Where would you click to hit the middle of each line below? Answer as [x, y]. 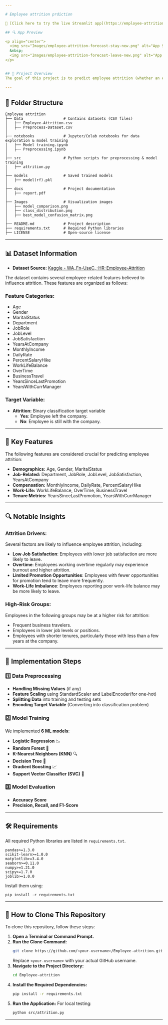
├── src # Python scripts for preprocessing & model [81, 158]
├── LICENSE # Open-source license [58, 233]
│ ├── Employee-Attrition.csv [39, 123]
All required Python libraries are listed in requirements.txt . [65, 841]
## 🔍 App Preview [24, 32]
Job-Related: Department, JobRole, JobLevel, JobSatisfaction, [77, 474]
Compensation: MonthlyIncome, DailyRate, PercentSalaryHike [77, 485]
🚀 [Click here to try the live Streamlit [49, 23]
